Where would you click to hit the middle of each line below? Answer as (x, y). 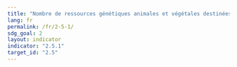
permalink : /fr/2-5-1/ (41, 27)
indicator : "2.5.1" (36, 46)
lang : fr (20, 20)
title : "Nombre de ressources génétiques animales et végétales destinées (120, 14)
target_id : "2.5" (33, 53)
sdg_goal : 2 (25, 33)
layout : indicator (34, 40)
